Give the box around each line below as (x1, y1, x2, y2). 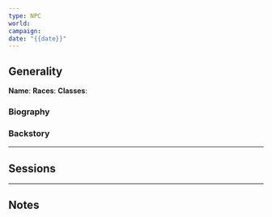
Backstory (8, 127, 50, 138)
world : (8, 19, 31, 28)
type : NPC (8, 11, 42, 20)
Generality (8, 64, 63, 78)
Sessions (8, 161, 57, 175)
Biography (8, 106, 50, 117)
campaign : (8, 27, 42, 35)
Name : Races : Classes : (8, 86, 87, 96)
